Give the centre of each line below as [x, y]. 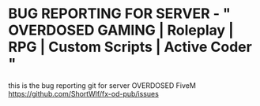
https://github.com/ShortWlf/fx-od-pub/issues [84, 93]
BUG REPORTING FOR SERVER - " [120, 14]
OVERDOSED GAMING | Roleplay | [121, 30]
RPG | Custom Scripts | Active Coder [130, 47]
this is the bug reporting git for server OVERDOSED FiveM [102, 85]
